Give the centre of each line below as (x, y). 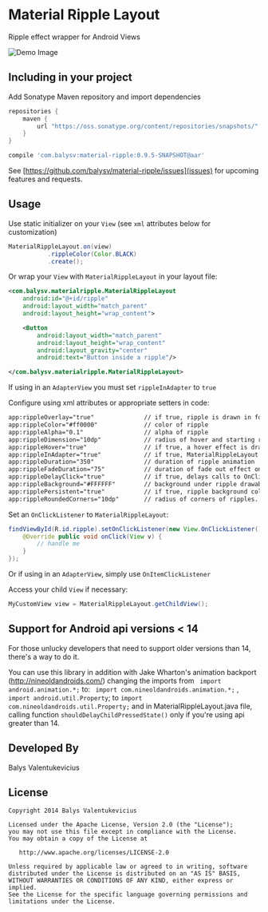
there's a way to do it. (44, 656)
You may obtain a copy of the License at (78, 839)
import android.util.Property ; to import (75, 697)
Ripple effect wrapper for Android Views (75, 37)
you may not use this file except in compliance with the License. (123, 832)
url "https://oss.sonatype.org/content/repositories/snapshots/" (148, 126)
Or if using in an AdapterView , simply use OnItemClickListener (110, 574)
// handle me (59, 544)
